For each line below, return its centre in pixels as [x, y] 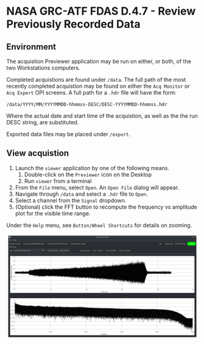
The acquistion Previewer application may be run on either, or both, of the [99, 61]
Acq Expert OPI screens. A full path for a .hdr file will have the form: [91, 92]
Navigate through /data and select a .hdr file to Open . [81, 194]
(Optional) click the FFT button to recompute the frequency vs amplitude [106, 207]
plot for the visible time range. [53, 213]
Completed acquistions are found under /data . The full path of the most [96, 80]
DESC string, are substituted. [43, 122]
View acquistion [38, 153]
